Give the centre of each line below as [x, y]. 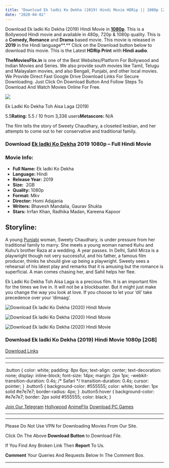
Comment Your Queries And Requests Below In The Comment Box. [75, 455]
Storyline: [21, 227]
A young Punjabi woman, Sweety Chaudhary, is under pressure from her [80, 240]
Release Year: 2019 [33, 179]
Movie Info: [19, 158]
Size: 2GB [24, 185]
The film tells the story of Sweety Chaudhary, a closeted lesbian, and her [81, 126]
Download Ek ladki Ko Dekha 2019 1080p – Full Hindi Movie [78, 144]
